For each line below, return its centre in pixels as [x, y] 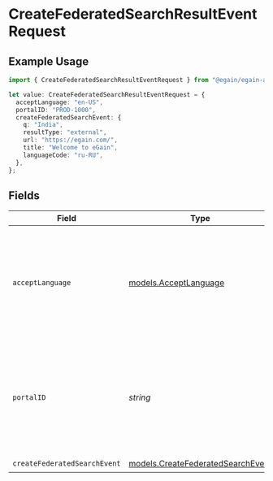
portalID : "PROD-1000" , [56, 110]
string [140, 397]
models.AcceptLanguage [177, 283]
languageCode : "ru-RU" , [63, 155]
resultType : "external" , [65, 132]
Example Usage [49, 61]
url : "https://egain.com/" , [70, 140]
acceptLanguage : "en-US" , [60, 102]
